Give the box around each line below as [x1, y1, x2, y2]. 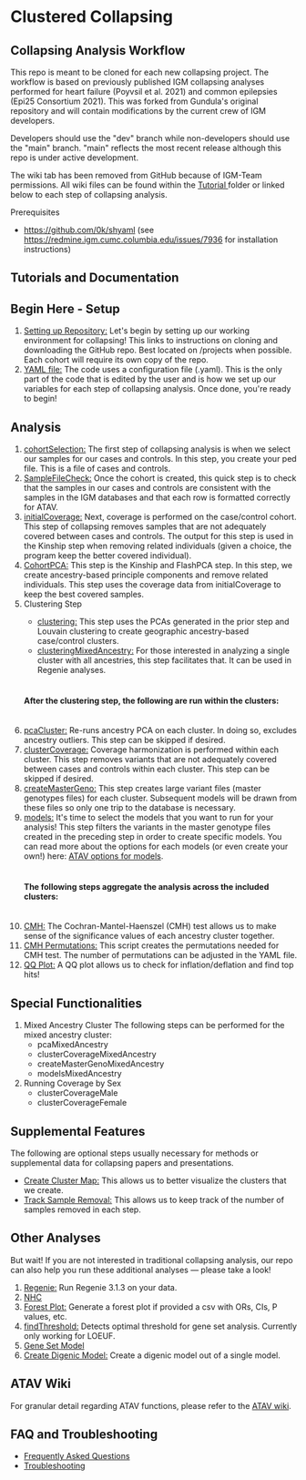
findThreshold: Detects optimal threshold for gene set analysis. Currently [23, 1321, 298, 1332]
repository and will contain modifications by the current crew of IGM [10, 106, 267, 116]
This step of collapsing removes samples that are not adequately [23, 521, 267, 532]
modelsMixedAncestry [36, 1068, 122, 1079]
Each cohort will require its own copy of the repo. [23, 354, 209, 365]
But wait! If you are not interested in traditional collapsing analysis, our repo [10, 1254, 294, 1265]
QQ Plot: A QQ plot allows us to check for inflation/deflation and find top [23, 959, 294, 971]
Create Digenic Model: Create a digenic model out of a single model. [23, 1350, 280, 1361]
